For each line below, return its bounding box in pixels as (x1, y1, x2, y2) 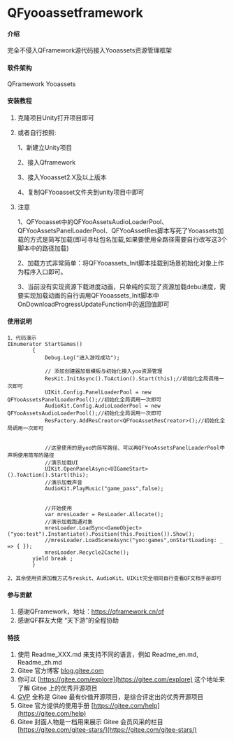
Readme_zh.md (17, 658, 63, 667)
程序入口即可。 (23, 268, 67, 276)
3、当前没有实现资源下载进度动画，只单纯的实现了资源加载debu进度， (17, 282, 220, 291)
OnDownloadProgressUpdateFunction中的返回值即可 (17, 300, 170, 308)
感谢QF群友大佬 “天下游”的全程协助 (17, 616, 119, 625)
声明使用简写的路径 (7, 452, 54, 459)
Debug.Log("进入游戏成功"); (44, 354, 120, 361)
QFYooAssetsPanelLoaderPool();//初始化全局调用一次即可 (7, 396, 162, 403)
